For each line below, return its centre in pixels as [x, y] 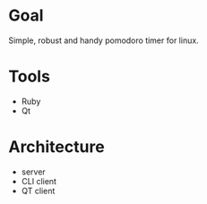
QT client [38, 191]
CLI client [39, 181]
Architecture [56, 147]
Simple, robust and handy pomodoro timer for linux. [103, 40]
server [33, 172]
